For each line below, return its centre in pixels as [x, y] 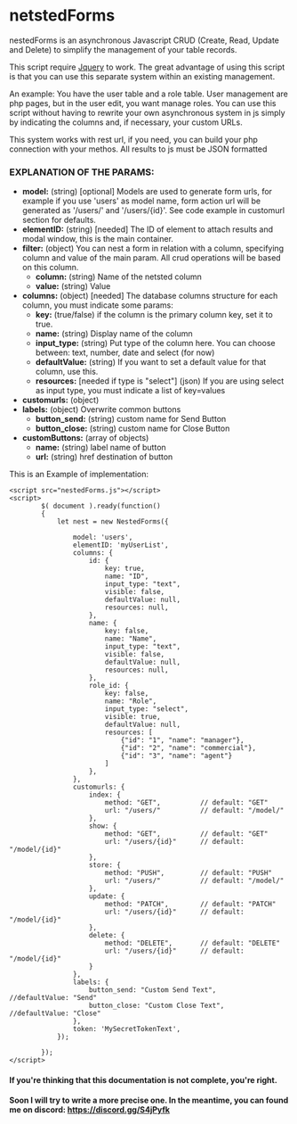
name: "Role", [131, 701]
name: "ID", [127, 576]
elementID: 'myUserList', [120, 545]
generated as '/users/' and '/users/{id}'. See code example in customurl [153, 211]
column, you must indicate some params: [97, 305]
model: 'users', [103, 537]
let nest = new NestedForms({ [112, 522]
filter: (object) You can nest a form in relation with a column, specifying [153, 248]
